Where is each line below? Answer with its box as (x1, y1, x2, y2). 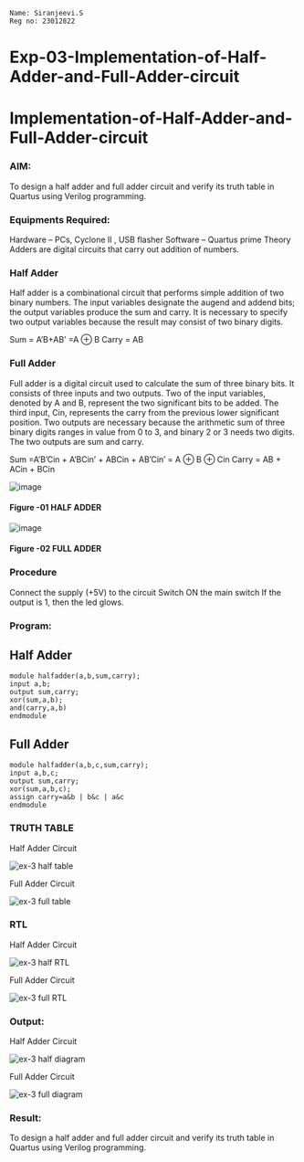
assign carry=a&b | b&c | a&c (9, 793, 125, 802)
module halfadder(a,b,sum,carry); (9, 671, 142, 681)
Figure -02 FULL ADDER (9, 544, 102, 555)
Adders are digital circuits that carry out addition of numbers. (9, 243, 240, 255)
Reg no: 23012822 (9, 16, 76, 26)
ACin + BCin (9, 463, 56, 474)
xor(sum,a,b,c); (9, 785, 71, 794)
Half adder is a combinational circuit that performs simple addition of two (9, 288, 285, 299)
